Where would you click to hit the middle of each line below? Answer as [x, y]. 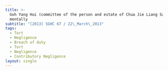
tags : [11, 28]
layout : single [21, 61]
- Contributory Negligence [38, 56]
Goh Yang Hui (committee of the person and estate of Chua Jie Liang [83, 14]
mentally [19, 19]
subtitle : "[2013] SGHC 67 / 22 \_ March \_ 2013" [54, 24]
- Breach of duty [28, 42]
